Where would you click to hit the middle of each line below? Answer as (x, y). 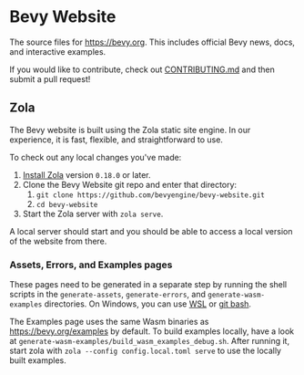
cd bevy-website (67, 204)
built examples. (38, 360)
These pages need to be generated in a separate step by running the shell (148, 285)
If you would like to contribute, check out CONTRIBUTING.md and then (142, 69)
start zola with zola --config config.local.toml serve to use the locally (146, 351)
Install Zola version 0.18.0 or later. (87, 174)
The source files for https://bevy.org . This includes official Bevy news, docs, (152, 42)
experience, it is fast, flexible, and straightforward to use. (116, 140)
